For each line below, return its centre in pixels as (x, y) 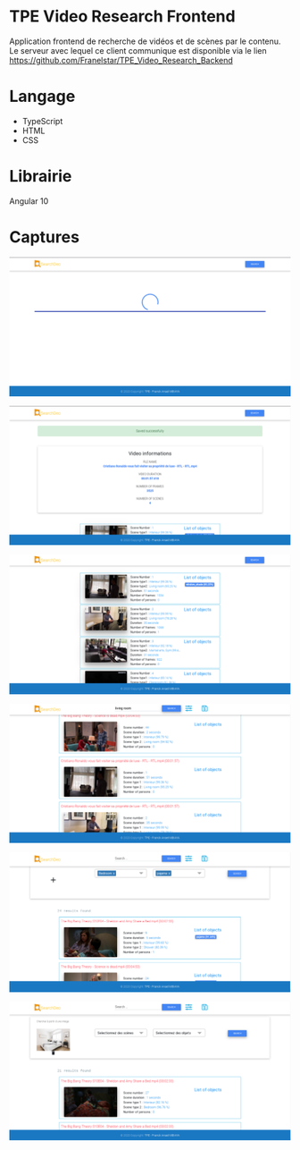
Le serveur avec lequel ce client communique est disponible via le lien (138, 50)
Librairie (41, 177)
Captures (45, 237)
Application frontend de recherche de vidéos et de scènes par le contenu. (145, 41)
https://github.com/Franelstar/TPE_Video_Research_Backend (121, 60)
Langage (42, 97)
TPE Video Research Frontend (122, 17)
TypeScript (42, 121)
